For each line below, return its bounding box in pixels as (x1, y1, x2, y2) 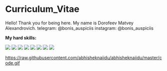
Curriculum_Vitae (5, 3, 80, 15)
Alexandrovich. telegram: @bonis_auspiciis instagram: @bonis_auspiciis (5, 25, 154, 31)
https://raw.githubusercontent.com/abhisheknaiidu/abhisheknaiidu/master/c (5, 55, 162, 61)
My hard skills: (5, 35, 37, 41)
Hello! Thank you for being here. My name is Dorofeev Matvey (5, 20, 134, 26)
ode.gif (5, 60, 20, 66)
